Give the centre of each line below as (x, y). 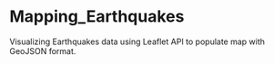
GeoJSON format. (43, 50)
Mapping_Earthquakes (97, 17)
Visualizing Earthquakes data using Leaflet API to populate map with (137, 41)
